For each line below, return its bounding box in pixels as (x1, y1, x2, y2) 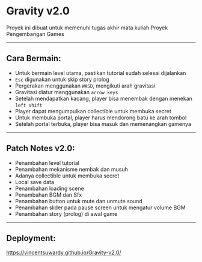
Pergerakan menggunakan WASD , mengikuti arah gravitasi (14, 82, 155, 89)
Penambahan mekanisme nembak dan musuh (14, 165, 128, 173)
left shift (14, 102, 43, 109)
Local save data (14, 178, 55, 185)
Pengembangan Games (6, 30, 64, 37)
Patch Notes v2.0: (6, 143, 75, 153)
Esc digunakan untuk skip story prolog (14, 76, 109, 83)
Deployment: (6, 233, 56, 243)
